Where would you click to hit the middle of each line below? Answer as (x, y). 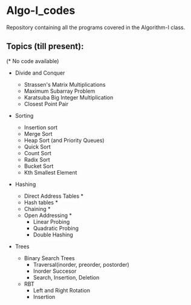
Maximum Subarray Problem (60, 91)
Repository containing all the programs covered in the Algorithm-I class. (96, 27)
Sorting (24, 115)
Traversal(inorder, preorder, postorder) (81, 264)
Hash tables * (41, 202)
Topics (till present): (45, 46)
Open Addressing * (48, 215)
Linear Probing (51, 221)
